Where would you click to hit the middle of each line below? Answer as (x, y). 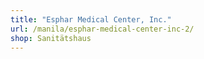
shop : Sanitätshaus (51, 38)
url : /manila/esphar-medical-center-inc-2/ (102, 29)
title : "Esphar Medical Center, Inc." (91, 19)
